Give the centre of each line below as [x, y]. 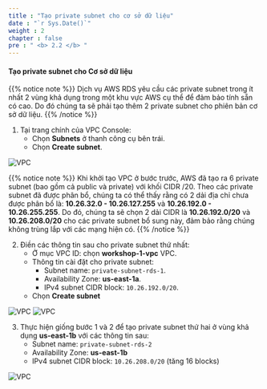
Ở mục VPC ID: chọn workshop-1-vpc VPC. [104, 253]
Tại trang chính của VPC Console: [75, 130]
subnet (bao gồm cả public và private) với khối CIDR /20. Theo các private [131, 187]
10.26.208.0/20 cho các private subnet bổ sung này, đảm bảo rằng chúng [131, 221]
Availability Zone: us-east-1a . [93, 279]
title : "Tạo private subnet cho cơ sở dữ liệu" [91, 16]
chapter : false [35, 38]
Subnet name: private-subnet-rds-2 [92, 344]
